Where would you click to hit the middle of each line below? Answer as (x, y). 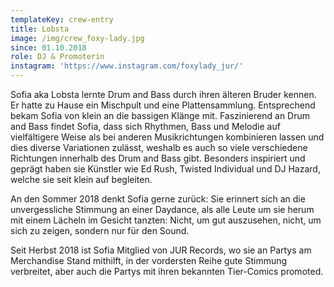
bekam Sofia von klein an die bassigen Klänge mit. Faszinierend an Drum (160, 115)
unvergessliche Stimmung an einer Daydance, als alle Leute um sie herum (162, 209)
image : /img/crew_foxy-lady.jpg (77, 38)
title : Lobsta (40, 29)
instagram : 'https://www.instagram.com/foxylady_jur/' (127, 66)
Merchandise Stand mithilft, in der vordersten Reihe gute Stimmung (149, 260)
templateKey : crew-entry (62, 19)
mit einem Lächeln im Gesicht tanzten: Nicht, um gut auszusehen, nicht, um (166, 220)
